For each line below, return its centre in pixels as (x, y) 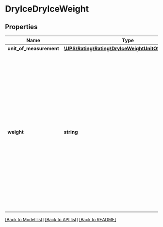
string (71, 132)
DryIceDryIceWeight (47, 9)
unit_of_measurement (33, 48)
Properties (21, 27)
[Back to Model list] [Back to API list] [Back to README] (61, 219)
